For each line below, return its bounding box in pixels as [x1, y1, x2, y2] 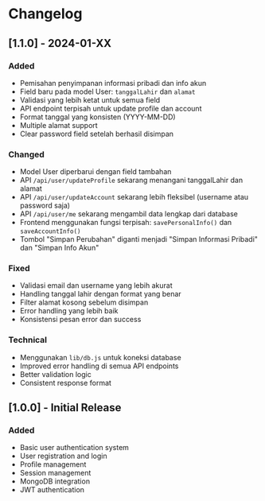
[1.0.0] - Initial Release [8, 401, 122, 414]
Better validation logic [19, 369, 92, 379]
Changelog [8, 5, 83, 23]
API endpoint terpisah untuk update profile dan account [19, 103, 202, 113]
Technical [8, 335, 48, 346]
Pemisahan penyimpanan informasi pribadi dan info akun [19, 78, 207, 87]
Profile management [19, 460, 87, 469]
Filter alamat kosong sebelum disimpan [19, 297, 149, 307]
